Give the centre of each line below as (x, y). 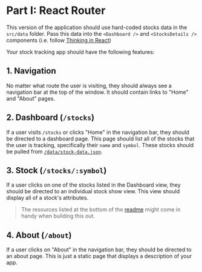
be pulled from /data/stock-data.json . (54, 151)
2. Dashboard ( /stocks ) (50, 118)
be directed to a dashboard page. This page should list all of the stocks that (100, 138)
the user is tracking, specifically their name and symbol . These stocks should (100, 145)
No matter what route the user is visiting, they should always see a (89, 85)
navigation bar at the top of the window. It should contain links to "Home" (97, 92)
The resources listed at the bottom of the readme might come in (101, 210)
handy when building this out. (58, 216)
